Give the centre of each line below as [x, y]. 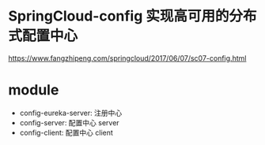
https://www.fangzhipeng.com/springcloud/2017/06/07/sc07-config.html [127, 58]
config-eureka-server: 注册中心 [71, 113]
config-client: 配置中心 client [66, 132]
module [34, 90]
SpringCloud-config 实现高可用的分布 [132, 16]
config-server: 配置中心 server [70, 122]
